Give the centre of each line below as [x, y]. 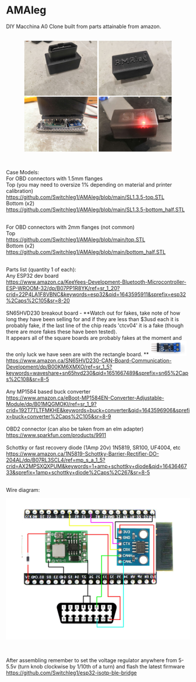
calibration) [20, 191]
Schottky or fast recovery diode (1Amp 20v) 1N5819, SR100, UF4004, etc [93, 447]
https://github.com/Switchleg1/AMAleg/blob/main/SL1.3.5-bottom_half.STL [95, 209]
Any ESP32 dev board [32, 275]
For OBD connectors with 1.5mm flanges [55, 178]
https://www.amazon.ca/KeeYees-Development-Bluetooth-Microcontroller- [96, 282]
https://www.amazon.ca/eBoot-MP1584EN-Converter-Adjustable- [85, 398]
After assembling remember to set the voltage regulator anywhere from [92, 660]
